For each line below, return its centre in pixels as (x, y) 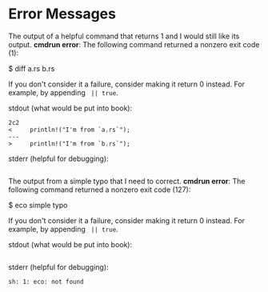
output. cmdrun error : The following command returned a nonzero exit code (134, 44)
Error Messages (62, 14)
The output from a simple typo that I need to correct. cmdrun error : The (127, 181)
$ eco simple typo (38, 205)
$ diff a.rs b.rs (32, 68)
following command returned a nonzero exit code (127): (100, 190)
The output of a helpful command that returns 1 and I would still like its (124, 36)
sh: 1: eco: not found (46, 282)
